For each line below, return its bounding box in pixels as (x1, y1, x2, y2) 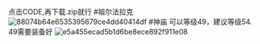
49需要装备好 (8, 27, 53, 36)
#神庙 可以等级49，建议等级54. (148, 17, 253, 26)
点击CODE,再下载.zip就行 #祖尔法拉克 (8, 7, 134, 16)
